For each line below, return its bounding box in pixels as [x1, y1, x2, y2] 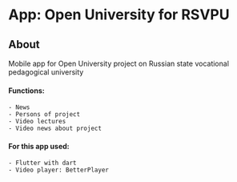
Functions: [8, 86, 46, 95]
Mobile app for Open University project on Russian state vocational [8, 59, 230, 68]
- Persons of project [8, 111, 81, 119]
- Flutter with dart [8, 159, 78, 168]
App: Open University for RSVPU [8, 6, 230, 24]
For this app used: [8, 141, 70, 151]
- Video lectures [8, 118, 66, 126]
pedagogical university [8, 67, 84, 77]
